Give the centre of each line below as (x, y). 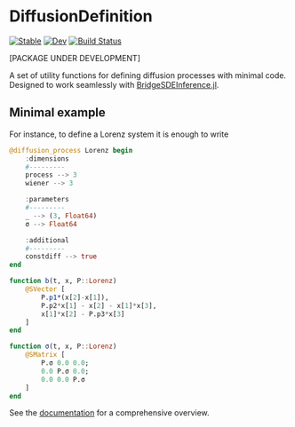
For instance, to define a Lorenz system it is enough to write (119, 134)
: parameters (47, 200)
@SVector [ (45, 289)
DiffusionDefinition (81, 16)
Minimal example (58, 113)
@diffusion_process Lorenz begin (71, 150)
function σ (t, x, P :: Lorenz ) (63, 347)
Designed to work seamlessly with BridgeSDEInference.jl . (114, 84)
